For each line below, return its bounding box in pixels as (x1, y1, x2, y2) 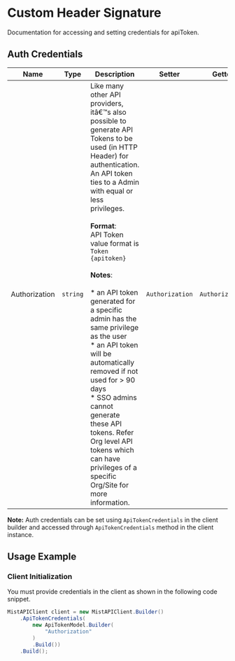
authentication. (90, 160, 140, 169)
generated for (90, 296, 136, 306)
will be (90, 349, 112, 359)
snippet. (7, 595, 31, 604)
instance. (7, 530, 34, 538)
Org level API (90, 436, 133, 446)
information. (90, 497, 131, 507)
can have (90, 454, 121, 464)
